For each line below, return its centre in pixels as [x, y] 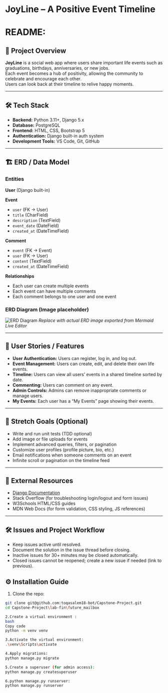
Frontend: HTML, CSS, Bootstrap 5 [48, 131]
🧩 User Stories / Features [45, 346]
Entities [14, 179]
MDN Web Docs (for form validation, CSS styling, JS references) [79, 509]
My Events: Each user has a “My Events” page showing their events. [83, 401]
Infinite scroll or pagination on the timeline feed [61, 460]
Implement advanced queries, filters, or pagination [64, 444]
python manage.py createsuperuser [41, 672]
